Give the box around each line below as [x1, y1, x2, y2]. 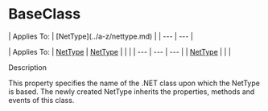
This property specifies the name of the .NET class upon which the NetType [8, 78, 260, 88]
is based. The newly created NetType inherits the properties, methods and [8, 86, 255, 97]
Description [8, 62, 47, 72]
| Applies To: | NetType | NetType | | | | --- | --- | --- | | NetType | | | [8, 47, 232, 56]
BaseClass [8, 5, 81, 23]
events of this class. [8, 95, 75, 105]
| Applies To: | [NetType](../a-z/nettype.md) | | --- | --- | [8, 31, 193, 41]
